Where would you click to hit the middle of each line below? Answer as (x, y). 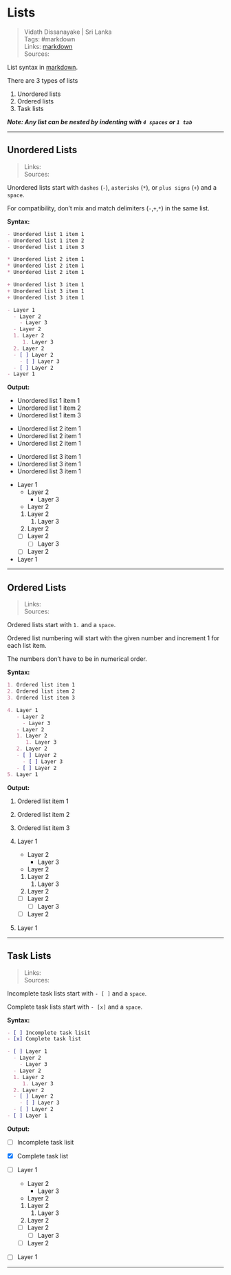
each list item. (27, 646)
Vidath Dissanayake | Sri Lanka (68, 32)
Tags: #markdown (49, 39)
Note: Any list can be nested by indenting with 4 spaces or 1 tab (100, 121)
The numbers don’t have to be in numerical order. (77, 659)
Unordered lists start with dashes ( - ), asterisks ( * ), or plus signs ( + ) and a (112, 187)
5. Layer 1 (23, 774)
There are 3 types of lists (43, 80)
